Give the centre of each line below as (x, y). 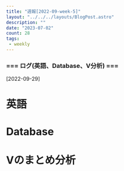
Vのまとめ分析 (41, 160)
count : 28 (18, 33)
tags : (13, 39)
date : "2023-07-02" (30, 28)
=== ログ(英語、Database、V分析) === (62, 66)
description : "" (26, 22)
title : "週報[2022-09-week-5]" (43, 11)
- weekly (19, 45)
